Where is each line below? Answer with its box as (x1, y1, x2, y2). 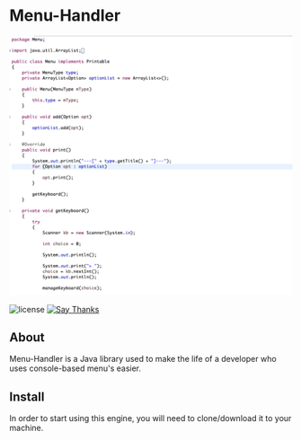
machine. (9, 423, 44, 434)
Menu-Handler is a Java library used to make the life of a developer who (9, 354, 277, 365)
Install (9, 389, 45, 404)
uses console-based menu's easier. (9, 363, 142, 374)
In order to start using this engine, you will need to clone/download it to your (9, 413, 292, 424)
